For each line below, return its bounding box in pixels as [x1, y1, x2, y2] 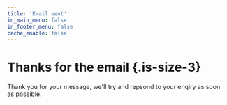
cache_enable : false [7, 29, 68, 37]
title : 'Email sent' [7, 10, 68, 17]
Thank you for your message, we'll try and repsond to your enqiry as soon [7, 83, 221, 91]
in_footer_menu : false [7, 23, 73, 30]
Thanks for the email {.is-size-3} [7, 60, 201, 75]
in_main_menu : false [7, 17, 68, 24]
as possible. [7, 90, 42, 98]
